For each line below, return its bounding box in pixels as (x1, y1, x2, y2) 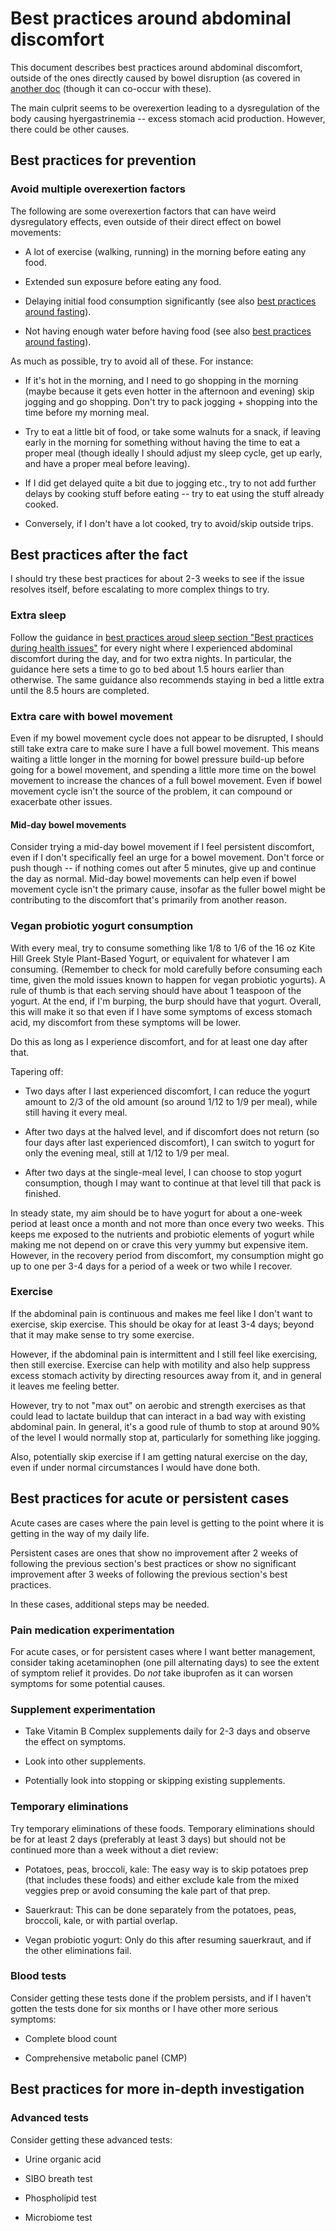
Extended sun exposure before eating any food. (24, 275, 222, 287)
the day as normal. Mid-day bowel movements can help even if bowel (10, 873, 297, 885)
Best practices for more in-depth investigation (10, 2081, 305, 2098)
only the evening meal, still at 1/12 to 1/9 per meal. (24, 1147, 230, 1159)
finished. (24, 1187, 62, 1199)
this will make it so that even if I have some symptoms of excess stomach (10, 1005, 313, 1017)
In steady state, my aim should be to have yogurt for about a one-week (10, 1207, 303, 1219)
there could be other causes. (10, 123, 130, 135)
